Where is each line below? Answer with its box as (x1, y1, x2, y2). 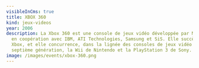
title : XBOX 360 (6, 14, 46, 20)
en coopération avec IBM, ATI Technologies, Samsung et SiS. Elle (11, 36, 179, 42)
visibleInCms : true (6, 8, 54, 15)
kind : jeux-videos (6, 20, 52, 25)
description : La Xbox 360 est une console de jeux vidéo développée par (6, 31, 190, 37)
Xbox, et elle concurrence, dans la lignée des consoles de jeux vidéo (11, 42, 192, 48)
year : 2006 (6, 25, 33, 31)
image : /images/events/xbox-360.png (6, 53, 97, 59)
